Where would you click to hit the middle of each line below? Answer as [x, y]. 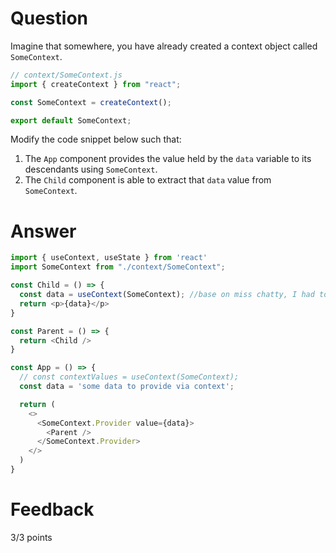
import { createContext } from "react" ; [96, 84]
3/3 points [31, 537]
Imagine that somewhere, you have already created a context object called [164, 46]
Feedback [52, 509]
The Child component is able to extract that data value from [148, 180]
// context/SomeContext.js [66, 75]
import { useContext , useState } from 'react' [109, 258]
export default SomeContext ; [71, 120]
